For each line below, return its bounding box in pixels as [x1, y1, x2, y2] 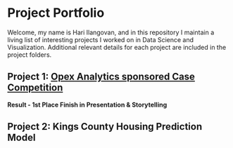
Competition [7, 82, 63, 94]
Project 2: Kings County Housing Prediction [7, 121, 203, 133]
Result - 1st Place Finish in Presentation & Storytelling [7, 100, 168, 109]
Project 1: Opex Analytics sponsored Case [7, 71, 196, 83]
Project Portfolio [7, 5, 105, 21]
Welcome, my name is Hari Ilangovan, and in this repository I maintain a [7, 28, 215, 36]
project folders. [7, 51, 52, 59]
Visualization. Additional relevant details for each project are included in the [7, 43, 227, 51]
